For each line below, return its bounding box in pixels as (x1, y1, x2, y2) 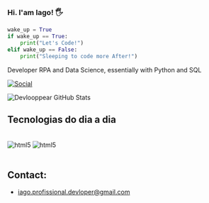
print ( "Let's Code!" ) (20, 40, 84, 47)
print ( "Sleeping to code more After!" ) (20, 53, 138, 60)
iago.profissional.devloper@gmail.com (17, 187, 130, 196)
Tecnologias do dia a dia (7, 114, 117, 126)
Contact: (7, 169, 47, 181)
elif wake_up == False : (7, 46, 78, 53)
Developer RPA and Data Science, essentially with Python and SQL (7, 65, 202, 74)
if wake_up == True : (7, 33, 69, 40)
